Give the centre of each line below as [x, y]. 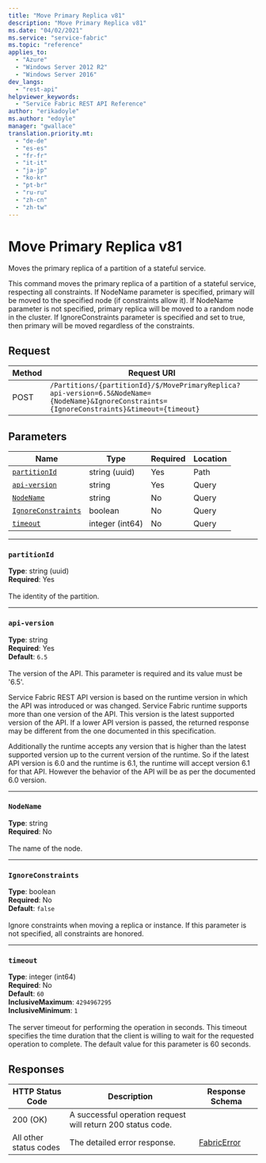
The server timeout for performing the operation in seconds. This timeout [127, 1027]
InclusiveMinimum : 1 [43, 1011]
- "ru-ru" [31, 192]
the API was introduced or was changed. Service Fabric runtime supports [128, 706]
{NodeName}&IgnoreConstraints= [109, 402]
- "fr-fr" [31, 155]
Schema [227, 1101]
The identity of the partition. [54, 596]
